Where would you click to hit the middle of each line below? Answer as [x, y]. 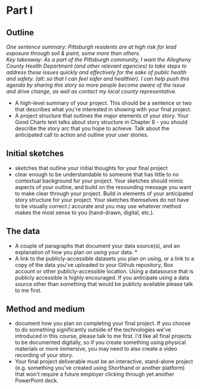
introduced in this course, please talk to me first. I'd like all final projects [103, 336]
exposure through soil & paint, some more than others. [73, 53]
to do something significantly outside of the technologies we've [93, 330]
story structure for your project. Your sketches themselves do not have [102, 200]
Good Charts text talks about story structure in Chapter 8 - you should [101, 122]
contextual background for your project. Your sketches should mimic [99, 181]
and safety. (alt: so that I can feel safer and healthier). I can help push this [98, 79]
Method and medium [46, 309]
